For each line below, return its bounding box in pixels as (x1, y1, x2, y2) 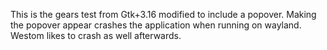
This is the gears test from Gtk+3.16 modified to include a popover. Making (10, 9, 317, 20)
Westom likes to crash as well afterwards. (10, 30, 182, 41)
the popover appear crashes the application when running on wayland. (10, 19, 302, 31)
